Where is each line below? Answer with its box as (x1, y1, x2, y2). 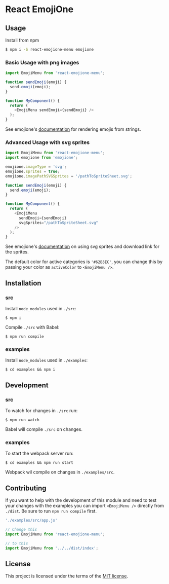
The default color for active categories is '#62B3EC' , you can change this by (5, 259, 163, 265)
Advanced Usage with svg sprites (5, 138, 90, 145)
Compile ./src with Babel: (5, 324, 60, 331)
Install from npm (5, 37, 39, 43)
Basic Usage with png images (5, 59, 79, 66)
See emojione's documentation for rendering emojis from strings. (5, 126, 141, 132)
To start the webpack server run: (5, 450, 74, 457)
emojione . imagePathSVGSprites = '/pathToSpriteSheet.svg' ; (5, 173, 133, 178)
